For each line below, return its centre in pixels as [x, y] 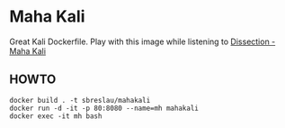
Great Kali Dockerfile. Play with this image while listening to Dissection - [142, 41]
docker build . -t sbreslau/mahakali [80, 100]
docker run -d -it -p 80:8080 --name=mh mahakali [104, 108]
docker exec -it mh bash [56, 116]
